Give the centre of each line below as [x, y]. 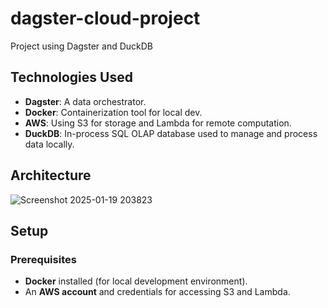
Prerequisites [43, 259]
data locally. [49, 144]
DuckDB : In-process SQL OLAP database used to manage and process [171, 133]
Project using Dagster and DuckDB [82, 46]
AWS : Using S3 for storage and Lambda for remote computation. [158, 123]
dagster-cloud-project [105, 18]
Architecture [51, 175]
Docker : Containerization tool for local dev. [113, 112]
